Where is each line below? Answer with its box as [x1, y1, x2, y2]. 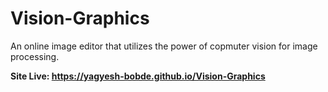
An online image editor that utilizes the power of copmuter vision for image [10, 40, 318, 52]
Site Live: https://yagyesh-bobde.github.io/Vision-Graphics [10, 70, 266, 82]
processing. [10, 50, 60, 62]
